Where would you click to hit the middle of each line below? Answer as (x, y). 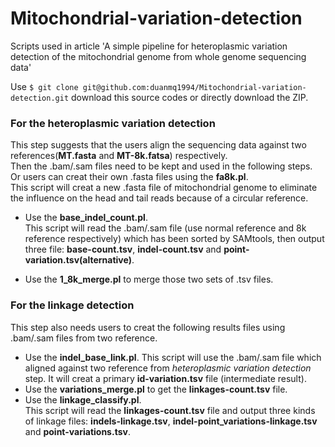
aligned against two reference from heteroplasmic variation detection (168, 368)
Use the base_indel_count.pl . (86, 218)
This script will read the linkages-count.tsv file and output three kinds (170, 410)
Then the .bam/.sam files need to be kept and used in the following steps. (161, 166)
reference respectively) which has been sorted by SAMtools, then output (174, 239)
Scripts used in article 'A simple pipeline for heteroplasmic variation (149, 46)
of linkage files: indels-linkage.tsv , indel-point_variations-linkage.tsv (171, 421)
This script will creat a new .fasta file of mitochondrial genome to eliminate (164, 188)
